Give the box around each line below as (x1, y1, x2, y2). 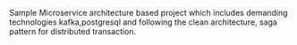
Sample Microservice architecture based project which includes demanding (9, 8, 288, 18)
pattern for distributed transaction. (9, 26, 137, 36)
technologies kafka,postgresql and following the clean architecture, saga (9, 17, 277, 27)
